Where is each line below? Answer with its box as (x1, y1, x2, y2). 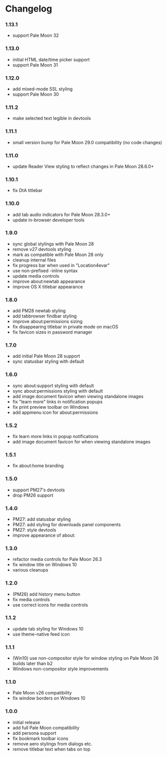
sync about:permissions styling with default (12, 388, 103, 394)
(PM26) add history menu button (12, 591, 80, 597)
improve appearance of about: (12, 532, 75, 538)
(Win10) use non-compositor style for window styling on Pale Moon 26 (12, 655, 159, 661)
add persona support (12, 730, 56, 736)
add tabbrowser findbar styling (12, 313, 77, 319)
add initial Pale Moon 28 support (12, 353, 80, 359)
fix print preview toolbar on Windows (12, 404, 90, 410)
